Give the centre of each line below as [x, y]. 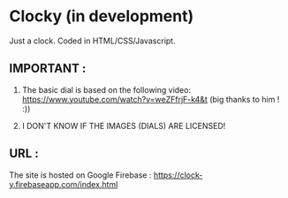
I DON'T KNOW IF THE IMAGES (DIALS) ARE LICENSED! [124, 126]
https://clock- [178, 175]
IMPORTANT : [48, 69]
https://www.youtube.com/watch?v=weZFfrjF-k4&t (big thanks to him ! [151, 99]
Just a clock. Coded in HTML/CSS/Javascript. [92, 41]
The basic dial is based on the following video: [106, 89]
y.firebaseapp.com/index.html [64, 184]
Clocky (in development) [102, 16]
